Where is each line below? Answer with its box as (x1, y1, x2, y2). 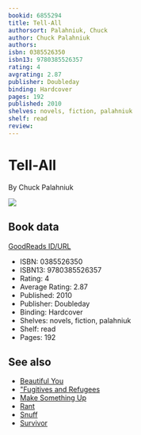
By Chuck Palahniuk (8, 182, 74, 192)
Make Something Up (19, 393, 87, 403)
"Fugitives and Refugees (19, 385, 101, 395)
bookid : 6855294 (8, 11, 62, 20)
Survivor (19, 418, 48, 428)
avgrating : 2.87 (8, 71, 62, 78)
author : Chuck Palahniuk (8, 33, 90, 42)
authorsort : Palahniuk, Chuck (8, 26, 109, 34)
